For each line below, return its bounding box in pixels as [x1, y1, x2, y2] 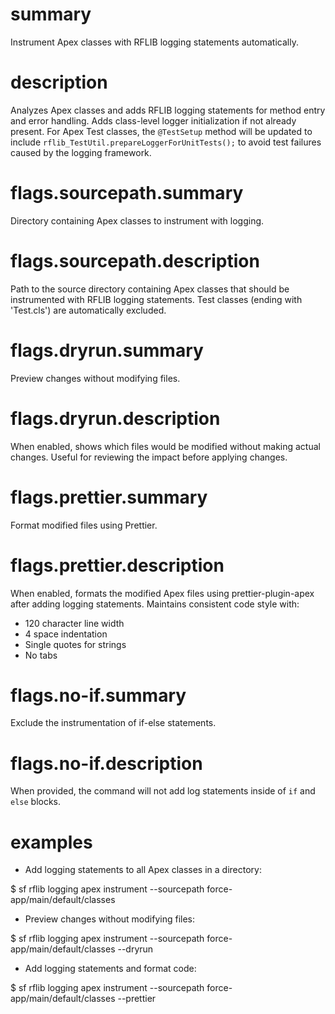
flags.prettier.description [10, 554, 225, 577]
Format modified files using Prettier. [10, 519, 158, 531]
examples [10, 831, 93, 853]
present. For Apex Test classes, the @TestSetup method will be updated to [10, 125, 313, 137]
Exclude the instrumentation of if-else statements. [10, 717, 217, 729]
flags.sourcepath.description [10, 250, 260, 272]
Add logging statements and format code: [24, 963, 197, 975]
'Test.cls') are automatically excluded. [10, 304, 167, 316]
